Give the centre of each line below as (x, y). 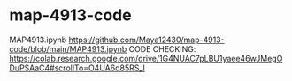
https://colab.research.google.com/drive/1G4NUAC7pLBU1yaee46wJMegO (146, 58)
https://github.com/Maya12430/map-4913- (146, 40)
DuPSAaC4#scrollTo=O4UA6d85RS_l (77, 68)
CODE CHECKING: (162, 48)
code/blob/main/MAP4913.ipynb (68, 48)
